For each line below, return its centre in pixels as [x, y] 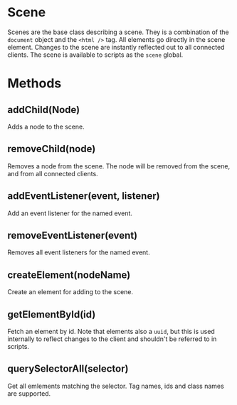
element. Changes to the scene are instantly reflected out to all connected [116, 47]
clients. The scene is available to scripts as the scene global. [95, 55]
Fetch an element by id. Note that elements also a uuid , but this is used [111, 331]
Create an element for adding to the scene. [70, 292]
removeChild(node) [52, 149]
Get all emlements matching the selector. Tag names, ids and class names [116, 386]
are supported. [29, 393]
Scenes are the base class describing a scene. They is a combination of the [118, 32]
